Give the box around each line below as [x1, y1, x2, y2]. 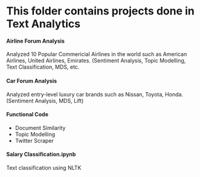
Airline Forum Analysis [6, 37, 65, 45]
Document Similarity [15, 124, 66, 131]
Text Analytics [6, 17, 80, 31]
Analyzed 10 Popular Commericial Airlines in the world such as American [6, 51, 187, 58]
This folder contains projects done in [6, 4, 195, 18]
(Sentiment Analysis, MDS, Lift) [6, 97, 84, 104]
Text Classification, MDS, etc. [6, 63, 80, 70]
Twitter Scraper [15, 137, 54, 144]
